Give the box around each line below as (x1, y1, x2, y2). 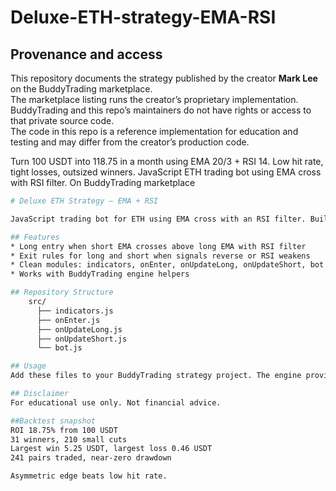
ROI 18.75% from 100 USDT (10, 425, 118, 435)
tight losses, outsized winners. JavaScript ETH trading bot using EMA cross (10, 166, 322, 178)
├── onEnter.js (36, 315, 101, 325)
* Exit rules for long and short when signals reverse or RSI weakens (10, 251, 311, 261)
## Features (10, 232, 60, 242)
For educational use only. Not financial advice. (10, 397, 222, 408)
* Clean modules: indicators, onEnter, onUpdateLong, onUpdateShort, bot (10, 260, 325, 270)
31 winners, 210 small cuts (10, 434, 128, 445)
